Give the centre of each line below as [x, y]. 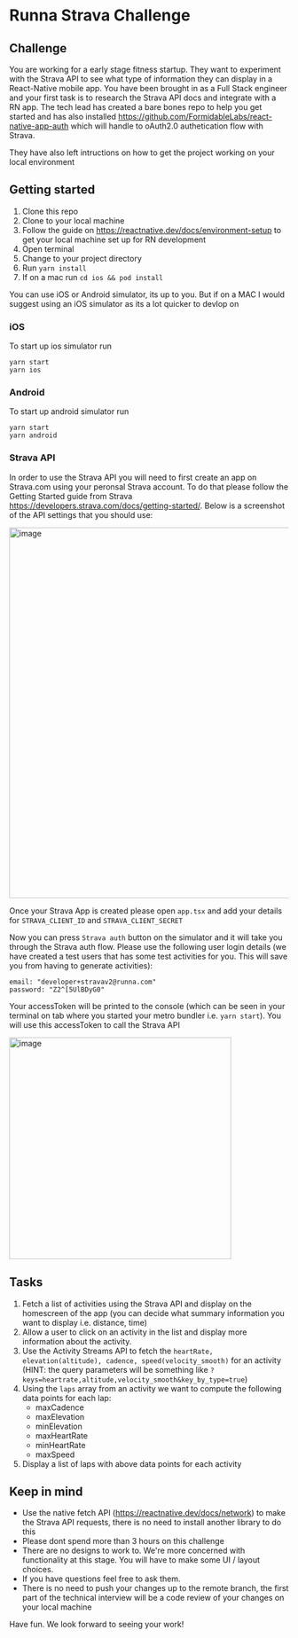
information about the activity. [77, 1341]
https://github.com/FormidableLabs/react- [196, 117]
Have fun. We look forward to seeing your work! [97, 1625]
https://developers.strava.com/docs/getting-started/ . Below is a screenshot [147, 506]
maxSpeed [55, 1454]
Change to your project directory [82, 258]
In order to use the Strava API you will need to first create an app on [133, 477]
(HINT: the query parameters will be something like [115, 1369]
